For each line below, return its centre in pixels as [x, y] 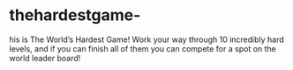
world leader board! [45, 58]
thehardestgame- [75, 15]
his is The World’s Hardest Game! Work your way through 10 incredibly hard [146, 39]
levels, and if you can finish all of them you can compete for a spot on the [143, 48]
